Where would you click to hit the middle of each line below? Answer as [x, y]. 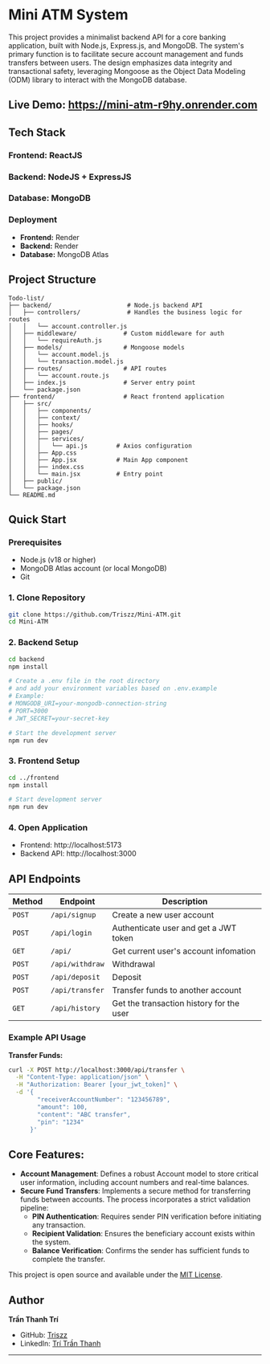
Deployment [33, 220]
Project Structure [52, 280]
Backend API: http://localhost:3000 [78, 854]
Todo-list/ [27, 298]
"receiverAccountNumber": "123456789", [104, 1100]
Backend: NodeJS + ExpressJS [70, 177]
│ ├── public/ [35, 481]
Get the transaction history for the [176, 1003]
